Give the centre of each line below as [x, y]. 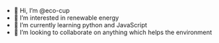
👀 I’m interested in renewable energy [66, 18]
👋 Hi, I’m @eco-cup [42, 11]
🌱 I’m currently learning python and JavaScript [80, 25]
